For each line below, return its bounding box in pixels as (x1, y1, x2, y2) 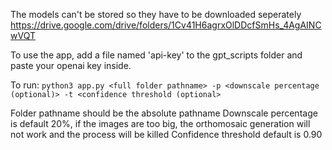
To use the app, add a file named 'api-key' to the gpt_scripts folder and (10, 49, 303, 61)
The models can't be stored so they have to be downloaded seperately (10, 9, 302, 20)
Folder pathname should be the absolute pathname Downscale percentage (10, 107, 318, 119)
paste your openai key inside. (10, 60, 132, 71)
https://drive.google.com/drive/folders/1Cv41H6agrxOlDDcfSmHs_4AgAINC (10, 19, 322, 31)
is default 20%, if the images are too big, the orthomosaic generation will (10, 118, 311, 129)
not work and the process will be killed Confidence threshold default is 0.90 (10, 129, 323, 140)
